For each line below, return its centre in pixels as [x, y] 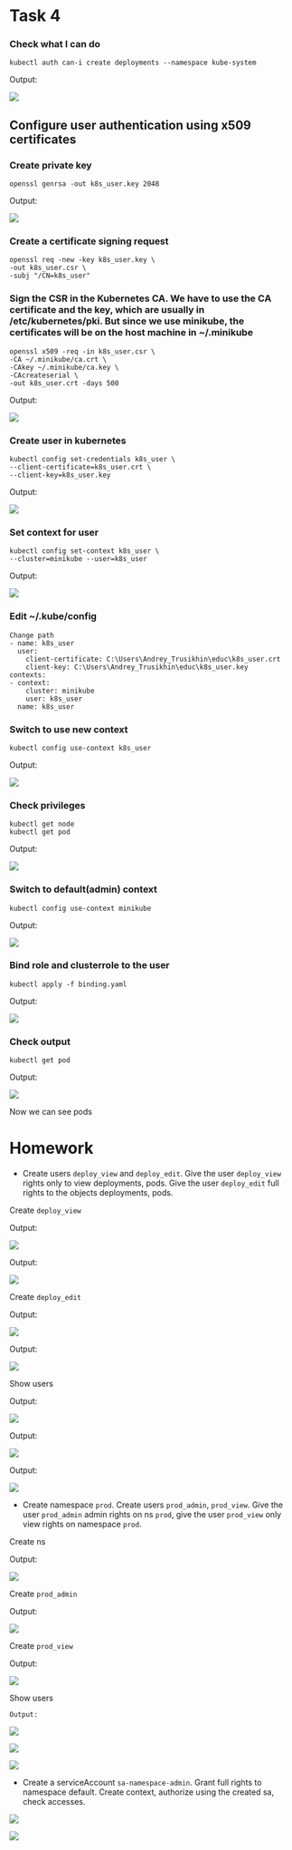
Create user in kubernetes [68, 441]
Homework [52, 1148]
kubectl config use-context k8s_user [80, 748]
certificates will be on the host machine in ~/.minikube [131, 333]
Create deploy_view [45, 1210]
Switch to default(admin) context [84, 889]
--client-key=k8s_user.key [60, 475]
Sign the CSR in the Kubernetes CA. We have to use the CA [141, 298]
